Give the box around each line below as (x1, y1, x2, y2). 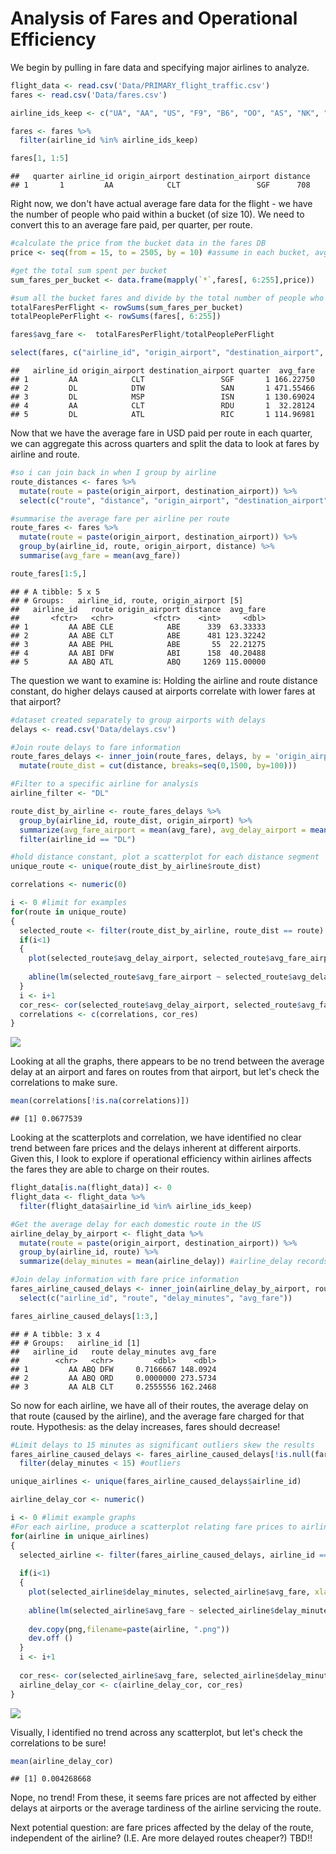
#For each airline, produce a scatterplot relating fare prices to (10, 1522, 298, 1532)
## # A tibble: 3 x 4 (10, 1329, 101, 1339)
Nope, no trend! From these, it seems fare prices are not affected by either (10, 1792, 317, 1804)
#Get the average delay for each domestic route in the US (10, 1219, 262, 1229)
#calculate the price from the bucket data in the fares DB (10, 238, 267, 249)
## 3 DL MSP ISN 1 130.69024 (10, 392, 315, 402)
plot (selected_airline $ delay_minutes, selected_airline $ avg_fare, (28, 1587, 311, 1597)
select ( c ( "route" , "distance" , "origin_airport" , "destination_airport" (19, 495, 329, 506)
